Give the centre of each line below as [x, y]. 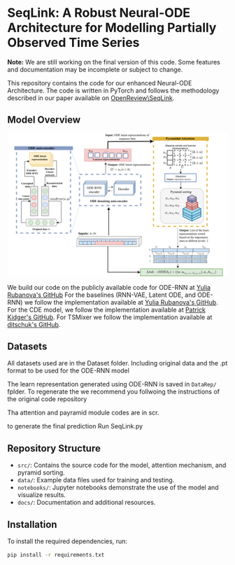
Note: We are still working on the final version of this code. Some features [114, 62]
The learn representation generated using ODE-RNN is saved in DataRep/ [112, 384]
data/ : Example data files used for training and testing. [96, 480]
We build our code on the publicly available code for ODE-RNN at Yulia [109, 287]
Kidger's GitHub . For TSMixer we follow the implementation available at [110, 317]
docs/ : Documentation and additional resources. [86, 503]
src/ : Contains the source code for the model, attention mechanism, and [122, 465]
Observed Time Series [73, 43]
